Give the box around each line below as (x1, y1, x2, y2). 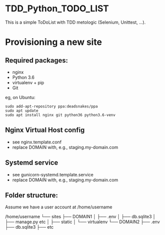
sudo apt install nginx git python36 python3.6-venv (5, 112, 116, 117)
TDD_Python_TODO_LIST (5, 3, 109, 14)
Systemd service (5, 159, 58, 167)
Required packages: (5, 56, 68, 65)
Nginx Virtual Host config (5, 126, 85, 134)
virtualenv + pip (12, 79, 44, 85)
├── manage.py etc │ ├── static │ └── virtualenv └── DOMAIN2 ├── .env (5, 219, 160, 225)
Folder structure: (5, 191, 58, 200)
